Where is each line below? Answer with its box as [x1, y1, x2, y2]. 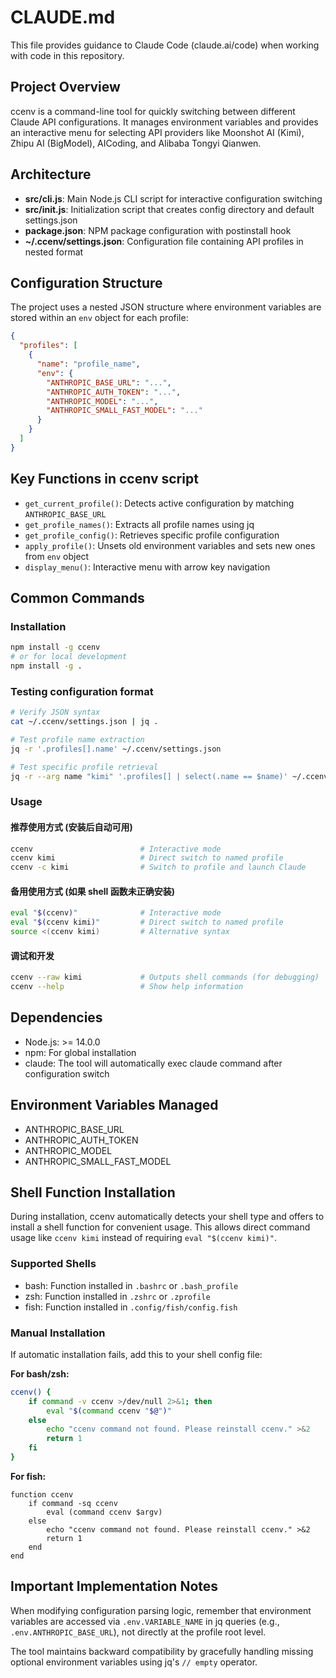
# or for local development [10, 652, 128, 662]
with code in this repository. [10, 49, 125, 61]
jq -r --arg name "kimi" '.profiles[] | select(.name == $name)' [10, 771, 288, 781]
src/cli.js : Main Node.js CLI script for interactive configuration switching [24, 192, 323, 205]
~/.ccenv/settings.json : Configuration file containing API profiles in [24, 235, 304, 247]
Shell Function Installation [10, 1184, 176, 1201]
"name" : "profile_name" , [36, 359, 141, 369]
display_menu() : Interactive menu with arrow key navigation [24, 561, 271, 573]
